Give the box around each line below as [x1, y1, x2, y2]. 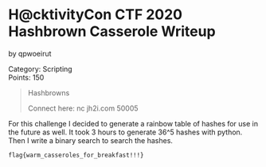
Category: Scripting [8, 64, 73, 73]
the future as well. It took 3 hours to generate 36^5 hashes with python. [8, 127, 243, 137]
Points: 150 [8, 72, 45, 82]
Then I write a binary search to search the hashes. [8, 135, 174, 145]
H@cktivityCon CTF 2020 [8, 6, 183, 24]
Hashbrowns [27, 87, 70, 97]
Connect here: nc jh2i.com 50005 [27, 103, 139, 113]
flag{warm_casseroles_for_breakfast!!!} [8, 151, 145, 159]
